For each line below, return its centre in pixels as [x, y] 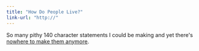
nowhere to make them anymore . [48, 41]
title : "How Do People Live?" [45, 12]
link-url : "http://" [33, 18]
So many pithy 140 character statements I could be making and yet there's [100, 35]
